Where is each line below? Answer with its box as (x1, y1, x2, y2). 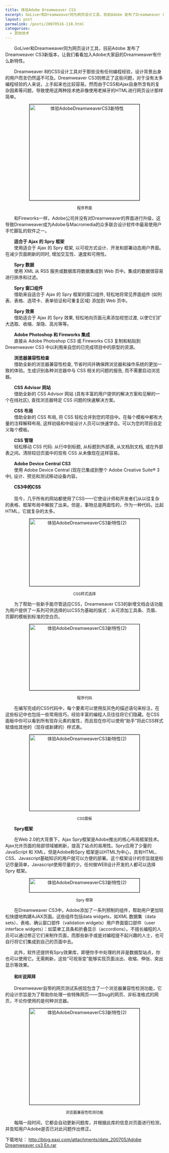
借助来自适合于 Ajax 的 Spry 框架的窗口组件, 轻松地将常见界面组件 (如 (14, 292, 158, 297)
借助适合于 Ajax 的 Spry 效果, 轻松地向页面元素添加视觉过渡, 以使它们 (14, 315, 157, 320)
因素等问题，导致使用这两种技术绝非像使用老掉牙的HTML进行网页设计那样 (9, 88, 163, 93)
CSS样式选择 (72, 591, 97, 597)
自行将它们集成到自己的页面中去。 (5, 939, 76, 945)
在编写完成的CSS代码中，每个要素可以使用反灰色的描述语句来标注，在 (14, 705, 160, 711)
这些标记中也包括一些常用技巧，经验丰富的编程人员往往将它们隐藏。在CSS (5, 711, 160, 717)
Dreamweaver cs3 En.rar (5, 1142, 57, 1148)
